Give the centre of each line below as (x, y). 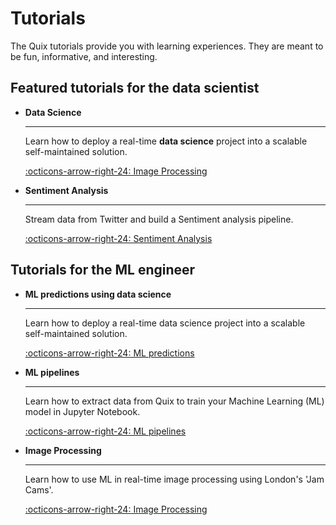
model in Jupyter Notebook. (82, 411)
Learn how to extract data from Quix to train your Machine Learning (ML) (174, 401)
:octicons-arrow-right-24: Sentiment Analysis (118, 238)
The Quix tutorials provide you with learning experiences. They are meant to (167, 46)
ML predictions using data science (98, 294)
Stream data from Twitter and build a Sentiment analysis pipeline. (159, 219)
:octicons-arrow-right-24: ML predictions (109, 353)
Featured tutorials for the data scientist (135, 88)
